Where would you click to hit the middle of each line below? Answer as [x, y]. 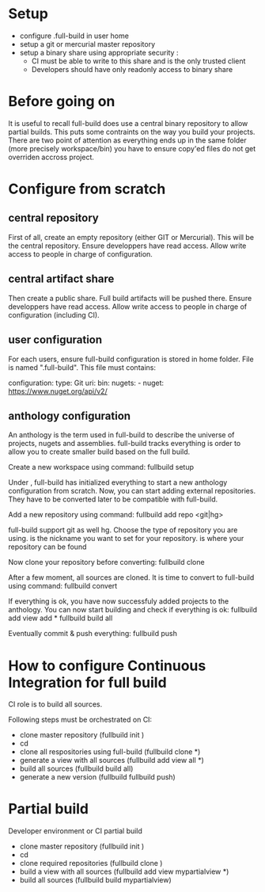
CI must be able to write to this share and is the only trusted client [138, 61]
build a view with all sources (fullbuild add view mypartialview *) [124, 871]
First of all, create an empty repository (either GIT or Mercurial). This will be [131, 237]
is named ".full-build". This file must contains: [82, 367]
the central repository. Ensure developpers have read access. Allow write [127, 246]
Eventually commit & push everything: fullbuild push [93, 634]
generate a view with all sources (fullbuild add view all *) [112, 760]
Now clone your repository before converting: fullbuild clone [106, 562]
